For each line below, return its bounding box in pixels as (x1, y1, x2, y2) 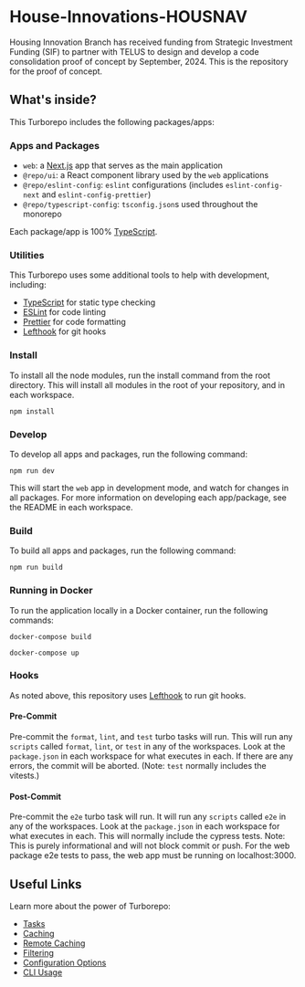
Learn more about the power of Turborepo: (9, 901, 171, 912)
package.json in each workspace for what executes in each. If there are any (9, 751, 294, 761)
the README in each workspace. (9, 501, 134, 512)
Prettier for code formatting (22, 317, 126, 328)
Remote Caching (22, 938, 86, 949)
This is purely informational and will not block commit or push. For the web (9, 840, 290, 851)
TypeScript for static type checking (22, 297, 156, 308)
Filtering (22, 948, 55, 959)
